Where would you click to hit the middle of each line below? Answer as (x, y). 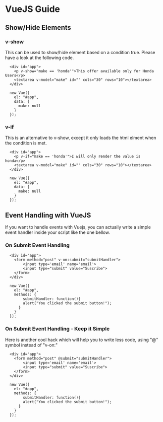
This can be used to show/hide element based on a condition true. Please (80, 52)
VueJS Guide (33, 9)
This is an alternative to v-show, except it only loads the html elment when (81, 138)
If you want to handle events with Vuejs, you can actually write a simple (78, 227)
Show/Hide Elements (38, 28)
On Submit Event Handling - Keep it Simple (57, 329)
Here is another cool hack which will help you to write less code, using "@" (82, 340)
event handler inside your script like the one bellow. (58, 232)
